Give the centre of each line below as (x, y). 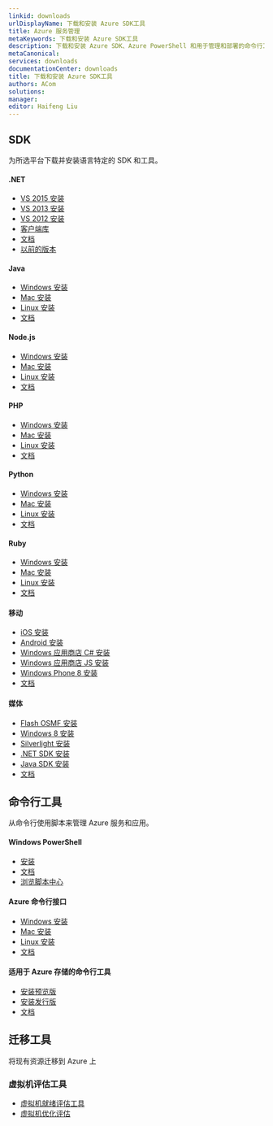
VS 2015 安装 (42, 198)
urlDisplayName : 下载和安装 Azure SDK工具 (77, 24)
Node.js (22, 337)
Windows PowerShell (45, 841)
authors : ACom (32, 84)
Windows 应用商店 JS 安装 (65, 663)
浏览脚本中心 (41, 881)
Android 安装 (41, 642)
